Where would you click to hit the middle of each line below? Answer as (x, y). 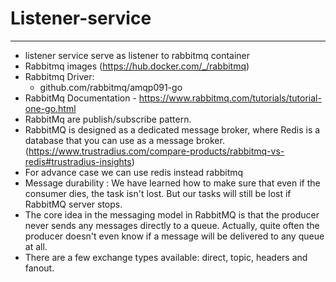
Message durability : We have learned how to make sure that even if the (172, 183)
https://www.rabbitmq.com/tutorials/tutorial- (230, 98)
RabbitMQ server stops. (73, 204)
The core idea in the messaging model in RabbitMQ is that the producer (172, 214)
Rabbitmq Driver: (59, 76)
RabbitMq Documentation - (80, 98)
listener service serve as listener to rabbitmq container (137, 55)
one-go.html (50, 108)
